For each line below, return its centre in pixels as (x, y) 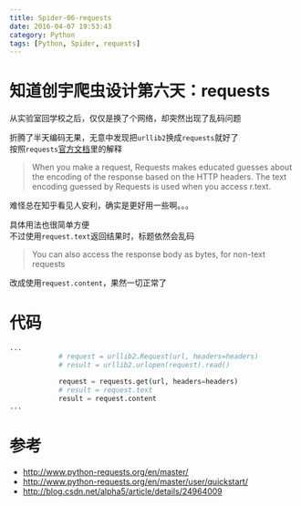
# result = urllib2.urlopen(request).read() (144, 365)
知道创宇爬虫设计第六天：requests (140, 91)
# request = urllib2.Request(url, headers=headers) (158, 356)
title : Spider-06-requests (61, 18)
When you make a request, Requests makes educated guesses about (162, 167)
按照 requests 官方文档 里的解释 (66, 149)
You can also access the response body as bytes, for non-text (149, 254)
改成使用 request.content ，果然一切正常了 (88, 283)
